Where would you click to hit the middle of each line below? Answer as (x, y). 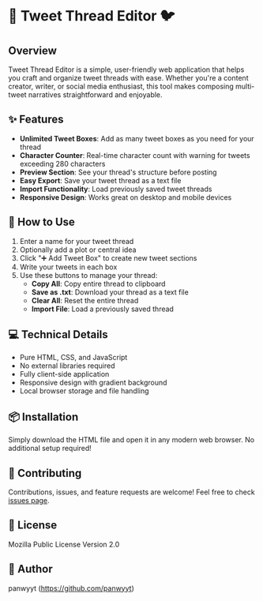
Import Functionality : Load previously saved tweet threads (116, 189)
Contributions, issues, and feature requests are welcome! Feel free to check (131, 492)
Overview (33, 50)
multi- (245, 86)
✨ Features (36, 120)
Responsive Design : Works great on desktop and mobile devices (126, 197)
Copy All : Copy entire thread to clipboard (98, 284)
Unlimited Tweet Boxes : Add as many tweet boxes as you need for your (137, 138)
